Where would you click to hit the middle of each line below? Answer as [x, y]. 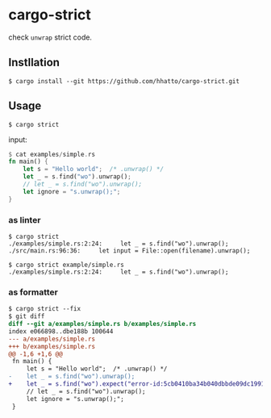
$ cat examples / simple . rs [52, 154]
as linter [25, 219]
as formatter [33, 292]
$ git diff [27, 316]
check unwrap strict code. [50, 37]
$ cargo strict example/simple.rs [67, 265]
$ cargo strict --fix [45, 309]
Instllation [34, 63]
